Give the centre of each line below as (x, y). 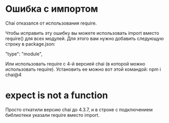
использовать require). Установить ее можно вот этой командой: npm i (83, 69)
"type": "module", (24, 54)
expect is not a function (57, 96)
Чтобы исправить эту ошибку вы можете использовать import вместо (82, 33)
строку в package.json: (30, 44)
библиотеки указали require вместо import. (53, 115)
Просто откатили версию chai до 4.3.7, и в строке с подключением (79, 109)
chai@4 (14, 74)
